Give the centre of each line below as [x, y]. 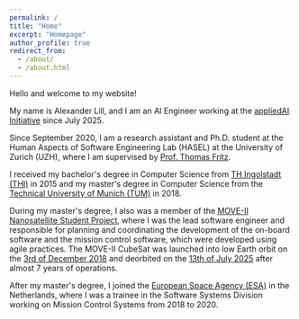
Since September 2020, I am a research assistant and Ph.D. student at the [146, 137]
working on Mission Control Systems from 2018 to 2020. [114, 304]
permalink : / [34, 18]
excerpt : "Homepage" [48, 34]
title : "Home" [36, 26]
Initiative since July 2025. [57, 120]
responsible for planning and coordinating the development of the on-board [149, 229]
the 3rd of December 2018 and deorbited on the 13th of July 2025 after [141, 258]
